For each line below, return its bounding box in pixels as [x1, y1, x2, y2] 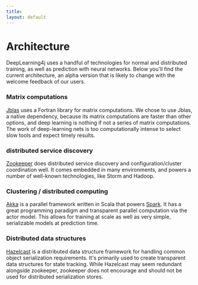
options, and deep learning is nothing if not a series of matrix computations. [6, 119, 191, 126]
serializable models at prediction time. [6, 220, 99, 227]
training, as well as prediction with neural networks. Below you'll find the [6, 66, 183, 73]
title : [6, 8, 23, 15]
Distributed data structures [6, 235, 87, 243]
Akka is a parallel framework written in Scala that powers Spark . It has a [6, 201, 182, 208]
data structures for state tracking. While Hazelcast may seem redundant [6, 260, 182, 267]
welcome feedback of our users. [6, 78, 86, 85]
